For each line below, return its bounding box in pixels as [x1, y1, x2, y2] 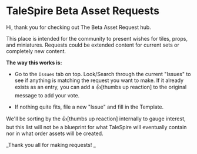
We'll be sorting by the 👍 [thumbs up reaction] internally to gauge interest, [6, 115, 186, 122]
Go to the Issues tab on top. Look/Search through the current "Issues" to [14, 70, 191, 77]
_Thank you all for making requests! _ [6, 141, 96, 148]
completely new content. [6, 47, 66, 54]
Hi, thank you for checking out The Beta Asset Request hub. [6, 24, 151, 31]
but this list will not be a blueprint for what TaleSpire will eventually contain [6, 123, 187, 130]
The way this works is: [6, 59, 62, 66]
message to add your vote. [14, 91, 80, 99]
